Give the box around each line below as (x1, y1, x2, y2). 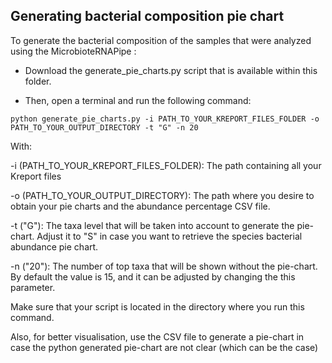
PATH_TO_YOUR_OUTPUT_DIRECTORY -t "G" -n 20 (10, 122, 199, 133)
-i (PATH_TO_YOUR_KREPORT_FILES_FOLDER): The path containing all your (10, 159, 322, 171)
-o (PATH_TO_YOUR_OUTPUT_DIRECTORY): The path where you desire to (10, 189, 315, 201)
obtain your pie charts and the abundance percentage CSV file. (10, 200, 271, 212)
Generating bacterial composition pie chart (10, 8, 285, 25)
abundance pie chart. (10, 240, 99, 253)
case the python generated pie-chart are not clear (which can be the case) (10, 341, 319, 353)
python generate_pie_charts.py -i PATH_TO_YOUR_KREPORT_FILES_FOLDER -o (10, 114, 320, 124)
